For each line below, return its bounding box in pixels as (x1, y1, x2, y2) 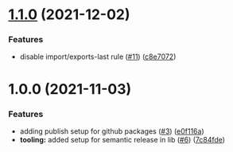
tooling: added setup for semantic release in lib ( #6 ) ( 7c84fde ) (19, 134, 225, 144)
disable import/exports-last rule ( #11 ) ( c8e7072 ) (19, 52, 177, 61)
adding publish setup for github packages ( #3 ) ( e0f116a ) (19, 126, 204, 136)
